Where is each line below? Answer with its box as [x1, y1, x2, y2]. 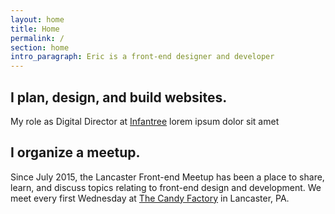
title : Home [10, 24, 60, 34]
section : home [10, 42, 70, 53]
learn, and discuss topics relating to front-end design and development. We [10, 181, 322, 193]
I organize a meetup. [10, 144, 141, 161]
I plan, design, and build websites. [10, 89, 228, 106]
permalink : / [10, 33, 65, 43]
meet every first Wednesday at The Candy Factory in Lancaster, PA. [10, 192, 290, 204]
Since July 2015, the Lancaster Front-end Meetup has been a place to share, [10, 171, 325, 183]
